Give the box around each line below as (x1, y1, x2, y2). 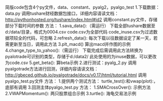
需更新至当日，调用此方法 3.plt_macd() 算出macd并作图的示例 (5, 41, 131, 47)
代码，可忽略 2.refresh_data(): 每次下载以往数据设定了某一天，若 (26, 35, 158, 41)
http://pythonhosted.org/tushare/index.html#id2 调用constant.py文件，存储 (5, 17, 158, 22)
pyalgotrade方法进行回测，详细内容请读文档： (5, 66, 98, 71)
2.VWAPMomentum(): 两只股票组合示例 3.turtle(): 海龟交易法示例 (5, 91, 136, 96)
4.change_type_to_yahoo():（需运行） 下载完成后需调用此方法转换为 (5, 47, 143, 53)
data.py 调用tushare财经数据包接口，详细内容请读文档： (5, 10, 119, 16)
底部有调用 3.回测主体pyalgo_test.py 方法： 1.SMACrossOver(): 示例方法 (5, 84, 151, 90)
